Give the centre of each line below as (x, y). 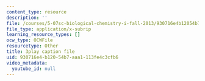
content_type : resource (37, 12)
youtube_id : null (34, 69)
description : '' (27, 18)
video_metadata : (27, 63)
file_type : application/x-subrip (49, 29)
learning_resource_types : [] (43, 35)
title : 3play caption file (41, 52)
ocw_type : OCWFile (30, 40)
